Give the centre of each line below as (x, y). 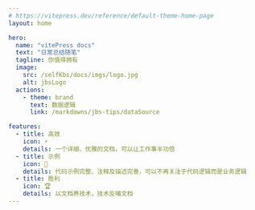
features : (25, 127)
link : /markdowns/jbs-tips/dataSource (95, 112)
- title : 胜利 (38, 179)
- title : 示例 (38, 156)
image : (27, 68)
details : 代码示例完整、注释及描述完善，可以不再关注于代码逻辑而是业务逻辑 (135, 172)
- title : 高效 (38, 134)
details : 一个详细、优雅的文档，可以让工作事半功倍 (99, 149)
